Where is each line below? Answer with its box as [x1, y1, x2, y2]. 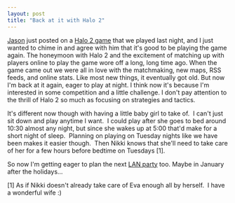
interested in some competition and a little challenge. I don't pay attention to [7, 88, 227, 97]
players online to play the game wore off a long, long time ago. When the [7, 58, 217, 66]
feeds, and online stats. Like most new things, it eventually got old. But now [7, 73, 225, 81]
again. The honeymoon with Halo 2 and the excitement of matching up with [7, 50, 224, 59]
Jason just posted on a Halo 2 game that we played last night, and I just [7, 36, 214, 44]
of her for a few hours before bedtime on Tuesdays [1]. [7, 146, 166, 155]
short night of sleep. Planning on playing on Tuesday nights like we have [7, 131, 218, 140]
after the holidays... [7, 167, 63, 176]
